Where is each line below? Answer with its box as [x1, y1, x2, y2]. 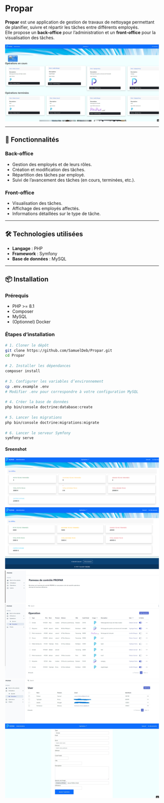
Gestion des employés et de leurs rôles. [12, 161, 92, 167]
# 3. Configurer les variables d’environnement [5, 379, 104, 384]
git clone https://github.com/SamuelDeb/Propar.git [5, 348, 112, 353]
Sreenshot [5, 446, 27, 452]
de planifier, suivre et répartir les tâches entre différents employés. [5, 24, 139, 30]
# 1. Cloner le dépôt [5, 343, 49, 347]
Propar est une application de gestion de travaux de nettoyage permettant [5, 19, 155, 25]
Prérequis [5, 292, 29, 299]
